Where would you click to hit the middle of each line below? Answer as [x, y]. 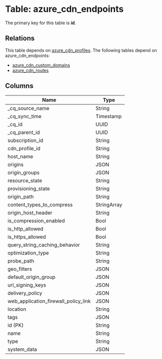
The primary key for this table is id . [41, 23]
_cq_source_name [28, 108]
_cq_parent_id [24, 132]
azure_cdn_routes [30, 70]
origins [16, 164]
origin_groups [23, 173]
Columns [19, 86]
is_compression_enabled [36, 221]
